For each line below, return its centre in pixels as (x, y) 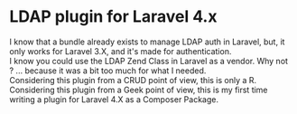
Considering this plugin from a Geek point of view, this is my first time (139, 90)
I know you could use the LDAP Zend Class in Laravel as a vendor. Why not (149, 61)
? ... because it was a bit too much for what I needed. (108, 71)
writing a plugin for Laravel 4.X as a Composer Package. (114, 99)
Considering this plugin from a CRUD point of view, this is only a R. (133, 80)
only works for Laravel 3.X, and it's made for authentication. (121, 51)
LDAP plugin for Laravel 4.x (113, 17)
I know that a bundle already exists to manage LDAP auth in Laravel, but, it (147, 42)
